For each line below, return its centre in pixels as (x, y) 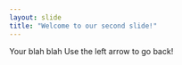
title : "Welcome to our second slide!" (83, 26)
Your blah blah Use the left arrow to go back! (91, 51)
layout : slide (36, 17)
